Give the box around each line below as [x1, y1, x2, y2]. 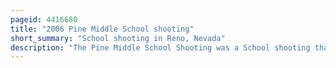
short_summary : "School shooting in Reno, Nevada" [10, 33, 226, 43]
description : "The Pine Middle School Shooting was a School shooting [10, 42, 311, 53]
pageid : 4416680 [10, 14, 78, 25]
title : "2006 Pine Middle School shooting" [10, 24, 195, 34]
